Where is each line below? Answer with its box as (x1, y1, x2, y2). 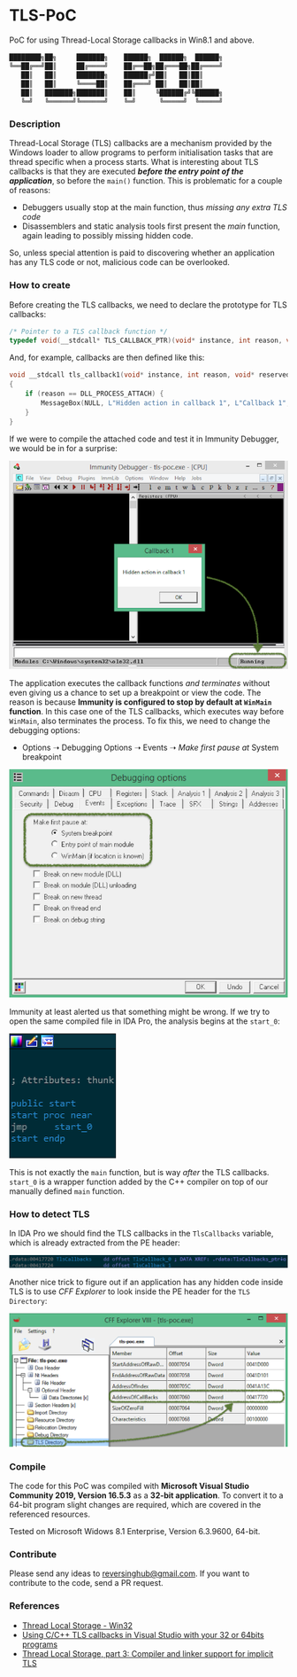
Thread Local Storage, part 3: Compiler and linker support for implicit (21, 1648, 274, 1658)
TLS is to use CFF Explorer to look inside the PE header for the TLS (9, 1286, 250, 1297)
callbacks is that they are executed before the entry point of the (9, 166, 245, 177)
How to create (9, 279, 71, 292)
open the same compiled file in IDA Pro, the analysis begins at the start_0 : (9, 1016, 280, 1026)
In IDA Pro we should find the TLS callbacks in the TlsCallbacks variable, (9, 1228, 274, 1239)
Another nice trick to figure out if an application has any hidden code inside (9, 1277, 284, 1288)
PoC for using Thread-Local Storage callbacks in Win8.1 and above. (9, 35, 255, 45)
